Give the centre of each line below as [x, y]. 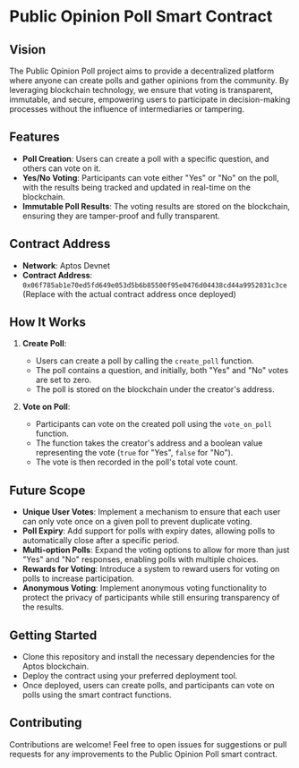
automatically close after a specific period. [101, 541]
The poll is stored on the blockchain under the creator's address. [155, 389]
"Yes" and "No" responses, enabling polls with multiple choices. [140, 559]
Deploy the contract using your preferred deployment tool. [130, 676]
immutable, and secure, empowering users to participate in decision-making [150, 99]
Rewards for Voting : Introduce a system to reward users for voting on [151, 569]
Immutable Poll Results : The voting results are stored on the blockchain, [156, 206]
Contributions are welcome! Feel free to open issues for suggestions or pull [148, 744]
